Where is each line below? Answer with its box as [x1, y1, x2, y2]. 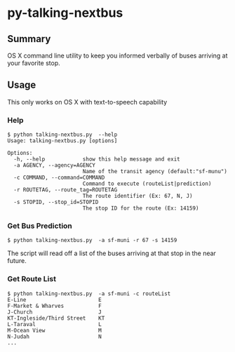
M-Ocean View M [7, 327, 102, 334]
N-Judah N [7, 333, 102, 340]
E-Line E [7, 296, 102, 303]
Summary [7, 33, 51, 45]
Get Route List [7, 274, 56, 284]
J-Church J [7, 309, 102, 316]
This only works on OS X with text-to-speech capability [7, 97, 168, 106]
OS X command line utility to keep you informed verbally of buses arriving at [7, 51, 228, 60]
